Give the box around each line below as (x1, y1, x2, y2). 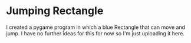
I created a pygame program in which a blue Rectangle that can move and (6, 24, 186, 31)
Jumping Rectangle (6, 4, 104, 18)
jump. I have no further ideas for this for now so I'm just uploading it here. (6, 29, 185, 37)
